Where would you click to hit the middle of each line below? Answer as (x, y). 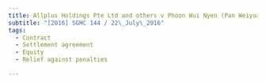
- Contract (33, 38)
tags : (17, 30)
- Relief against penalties (62, 60)
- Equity (30, 52)
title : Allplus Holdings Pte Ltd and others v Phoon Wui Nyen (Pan (122, 15)
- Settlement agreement (54, 45)
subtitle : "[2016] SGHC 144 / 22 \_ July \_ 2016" (86, 23)
